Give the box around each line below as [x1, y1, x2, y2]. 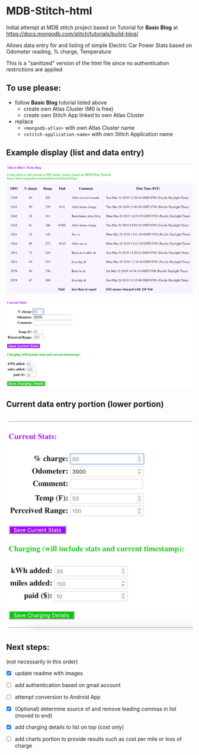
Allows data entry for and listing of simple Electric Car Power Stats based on [6, 42, 192, 49]
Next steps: [6, 642, 50, 652]
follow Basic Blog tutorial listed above [14, 99, 107, 106]
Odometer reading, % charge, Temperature [6, 48, 111, 55]
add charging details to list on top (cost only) [14, 723, 124, 731]
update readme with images [14, 669, 84, 677]
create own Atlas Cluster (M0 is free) [23, 105, 114, 112]
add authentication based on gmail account [14, 681, 121, 688]
